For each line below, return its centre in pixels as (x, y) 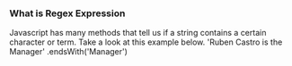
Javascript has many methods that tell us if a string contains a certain (138, 33)
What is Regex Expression (67, 13)
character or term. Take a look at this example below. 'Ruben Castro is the (146, 42)
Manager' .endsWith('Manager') (69, 52)
